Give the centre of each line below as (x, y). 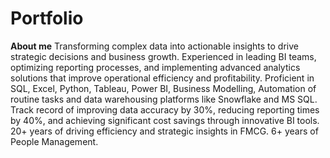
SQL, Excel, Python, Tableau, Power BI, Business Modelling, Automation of (163, 88)
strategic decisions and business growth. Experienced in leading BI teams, (163, 56)
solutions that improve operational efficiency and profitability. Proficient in (162, 78)
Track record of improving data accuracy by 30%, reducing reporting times (165, 109)
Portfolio (47, 18)
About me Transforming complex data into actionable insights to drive (154, 46)
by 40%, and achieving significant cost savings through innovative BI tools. (165, 120)
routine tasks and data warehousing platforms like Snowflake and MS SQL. (164, 99)
